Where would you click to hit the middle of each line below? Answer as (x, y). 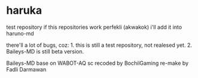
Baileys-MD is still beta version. (45, 51)
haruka (24, 10)
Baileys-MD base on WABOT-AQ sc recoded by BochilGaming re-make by (97, 63)
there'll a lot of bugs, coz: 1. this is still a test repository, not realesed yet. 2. (99, 45)
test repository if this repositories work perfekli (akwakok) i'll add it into (94, 27)
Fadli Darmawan (26, 69)
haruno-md (20, 33)
